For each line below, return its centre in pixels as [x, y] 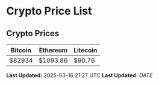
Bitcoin [21, 50]
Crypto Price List [49, 11]
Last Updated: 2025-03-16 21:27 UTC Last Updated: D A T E [79, 75]
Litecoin [85, 50]
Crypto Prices [33, 33]
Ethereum [53, 50]
